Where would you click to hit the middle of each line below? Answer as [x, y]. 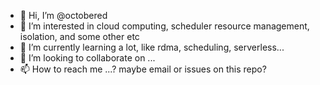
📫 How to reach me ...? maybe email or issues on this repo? [143, 69]
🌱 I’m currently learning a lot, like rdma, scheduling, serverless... [152, 47]
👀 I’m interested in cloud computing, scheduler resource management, [164, 26]
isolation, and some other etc [79, 36]
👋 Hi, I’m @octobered [63, 15]
